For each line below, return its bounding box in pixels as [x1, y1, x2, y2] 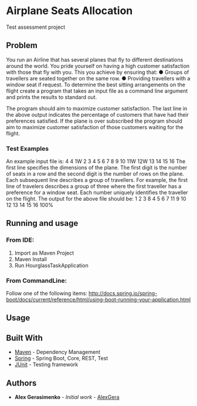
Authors [6, 378, 37, 388]
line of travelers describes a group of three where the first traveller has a [6, 183, 182, 190]
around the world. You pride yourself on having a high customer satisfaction [6, 62, 190, 69]
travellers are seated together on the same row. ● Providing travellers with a [6, 75, 191, 82]
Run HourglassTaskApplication [14, 262, 89, 269]
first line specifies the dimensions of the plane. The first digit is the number [6, 164, 188, 171]
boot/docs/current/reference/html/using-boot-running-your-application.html [6, 296, 191, 303]
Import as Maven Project [14, 249, 74, 256]
